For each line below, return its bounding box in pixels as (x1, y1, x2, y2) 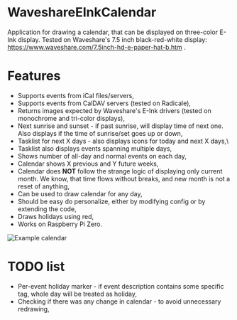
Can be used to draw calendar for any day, (17, 189, 143, 198)
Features (7, 68, 61, 84)
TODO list (7, 259, 65, 274)
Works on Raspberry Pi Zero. (17, 220, 103, 228)
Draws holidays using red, (17, 212, 94, 220)
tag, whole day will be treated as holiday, (17, 289, 137, 298)
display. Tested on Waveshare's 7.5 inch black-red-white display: (17, 35, 207, 43)
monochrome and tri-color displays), (17, 114, 126, 122)
